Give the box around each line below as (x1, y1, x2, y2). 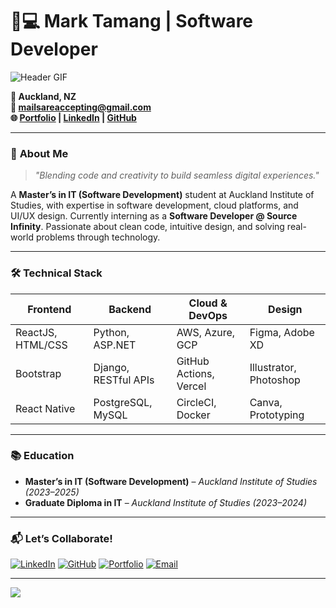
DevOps (188, 308, 228, 322)
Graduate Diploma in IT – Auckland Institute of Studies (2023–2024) (24, 496, 307, 508)
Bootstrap (15, 366, 62, 380)
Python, (93, 325, 130, 339)
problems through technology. (35, 231, 161, 243)
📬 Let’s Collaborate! (10, 531, 113, 545)
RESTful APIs (93, 373, 155, 387)
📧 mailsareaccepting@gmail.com (10, 101, 152, 113)
